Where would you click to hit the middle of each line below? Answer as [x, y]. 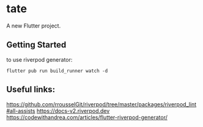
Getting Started [36, 45]
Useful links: [31, 89]
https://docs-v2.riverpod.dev [73, 111]
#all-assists [21, 111]
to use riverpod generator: [39, 59]
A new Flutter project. [34, 26]
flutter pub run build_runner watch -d [57, 71]
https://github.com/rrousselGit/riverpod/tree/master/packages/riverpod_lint [102, 104]
